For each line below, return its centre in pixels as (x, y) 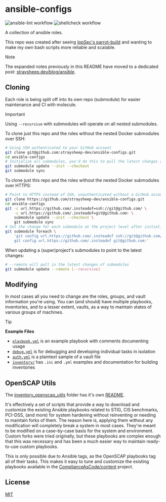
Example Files (20, 332)
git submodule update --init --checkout (47, 166)
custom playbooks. (39, 446)
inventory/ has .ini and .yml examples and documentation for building (85, 362)
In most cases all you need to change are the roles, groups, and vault (75, 296)
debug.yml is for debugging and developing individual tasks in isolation (84, 352)
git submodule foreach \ (31, 231)
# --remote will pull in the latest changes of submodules (67, 264)
